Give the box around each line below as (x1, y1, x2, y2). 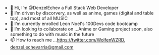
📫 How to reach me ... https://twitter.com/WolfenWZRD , (10, 37, 126, 42)
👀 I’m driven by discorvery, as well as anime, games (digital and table (10, 10, 154, 16)
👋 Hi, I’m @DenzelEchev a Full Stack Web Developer (10, 5, 119, 10)
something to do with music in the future (10, 31, 94, 37)
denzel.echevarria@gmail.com (10, 44, 74, 50)
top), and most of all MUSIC (10, 15, 68, 21)
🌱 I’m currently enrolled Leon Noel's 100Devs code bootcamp (10, 20, 138, 26)
